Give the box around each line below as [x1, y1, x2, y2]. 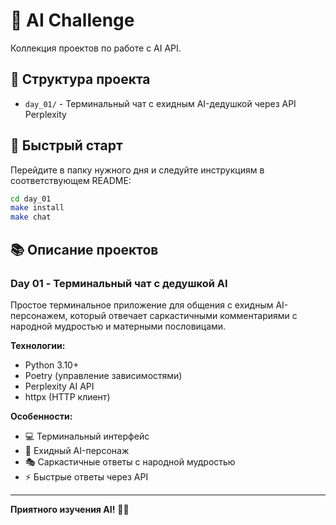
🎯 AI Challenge [10, 9, 135, 32]
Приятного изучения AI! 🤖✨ [10, 503, 130, 515]
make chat [10, 212, 52, 223]
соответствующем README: [10, 174, 132, 186]
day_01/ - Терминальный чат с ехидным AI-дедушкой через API [24, 97, 297, 109]
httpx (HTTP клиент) [24, 390, 111, 403]
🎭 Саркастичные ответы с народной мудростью [24, 455, 236, 468]
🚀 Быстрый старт [10, 137, 123, 154]
